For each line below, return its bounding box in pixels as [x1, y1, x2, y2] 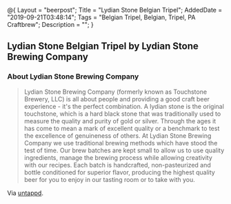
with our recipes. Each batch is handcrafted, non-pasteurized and [23, 161, 212, 169]
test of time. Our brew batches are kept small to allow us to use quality [23, 146, 225, 154]
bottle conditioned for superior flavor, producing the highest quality [23, 168, 215, 176]
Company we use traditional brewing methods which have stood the [23, 139, 218, 147]
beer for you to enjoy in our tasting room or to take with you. [23, 175, 195, 183]
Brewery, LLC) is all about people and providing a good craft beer [23, 94, 210, 103]
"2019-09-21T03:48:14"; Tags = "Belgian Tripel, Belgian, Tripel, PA [7, 13, 196, 21]
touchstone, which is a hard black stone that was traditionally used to [23, 110, 221, 118]
